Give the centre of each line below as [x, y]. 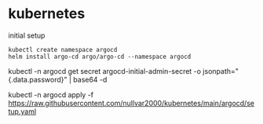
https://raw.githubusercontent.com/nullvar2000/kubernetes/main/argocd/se [131, 103]
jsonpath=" [221, 71]
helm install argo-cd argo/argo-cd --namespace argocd [100, 57]
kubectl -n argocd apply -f [51, 94]
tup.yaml [22, 111]
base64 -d [90, 79]
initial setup [27, 35]
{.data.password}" [38, 79]
